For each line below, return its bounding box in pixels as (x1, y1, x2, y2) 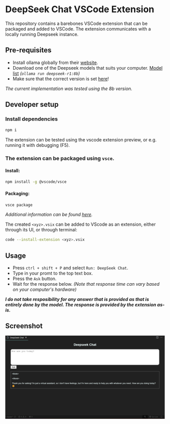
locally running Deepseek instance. (5, 31, 79, 37)
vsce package (5, 202, 33, 207)
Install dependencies (5, 115, 58, 123)
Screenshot (5, 322, 43, 330)
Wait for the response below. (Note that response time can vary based (12, 281, 160, 287)
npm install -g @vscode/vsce (5, 179, 67, 185)
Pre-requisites (5, 46, 52, 54)
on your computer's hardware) (12, 286, 77, 293)
